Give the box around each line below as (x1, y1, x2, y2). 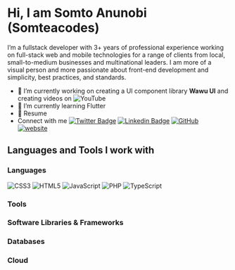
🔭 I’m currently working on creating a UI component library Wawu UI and (17, 86, 229, 95)
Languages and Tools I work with (7, 144, 155, 156)
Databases (7, 237, 45, 247)
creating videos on (17, 94, 72, 103)
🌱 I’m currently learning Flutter (17, 101, 106, 110)
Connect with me (17, 116, 68, 124)
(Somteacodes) (7, 20, 100, 36)
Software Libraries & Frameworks (7, 218, 124, 228)
